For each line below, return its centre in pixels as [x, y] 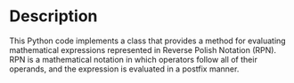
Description [53, 16]
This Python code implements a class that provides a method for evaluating [148, 41]
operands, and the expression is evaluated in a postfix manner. [124, 69]
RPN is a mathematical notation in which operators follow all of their [134, 59]
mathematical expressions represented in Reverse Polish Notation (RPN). [143, 49]
